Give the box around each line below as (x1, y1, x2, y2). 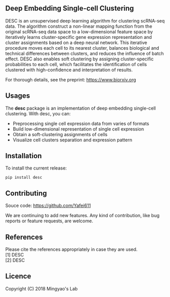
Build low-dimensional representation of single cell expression (12, 125, 144, 132)
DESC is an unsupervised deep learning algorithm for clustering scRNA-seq (5, 17, 165, 24)
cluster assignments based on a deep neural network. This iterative (5, 39, 147, 46)
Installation (5, 152, 42, 160)
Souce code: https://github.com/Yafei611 (5, 202, 91, 209)
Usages (5, 92, 30, 100)
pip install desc (5, 175, 42, 180)
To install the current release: (5, 165, 67, 171)
